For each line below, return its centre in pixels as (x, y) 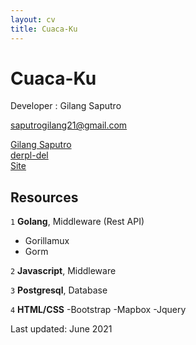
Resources (44, 197)
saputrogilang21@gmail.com (69, 125)
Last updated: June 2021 (61, 329)
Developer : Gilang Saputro (66, 106)
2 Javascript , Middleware (63, 271)
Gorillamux (47, 241)
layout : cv (33, 19)
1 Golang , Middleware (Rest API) (77, 222)
